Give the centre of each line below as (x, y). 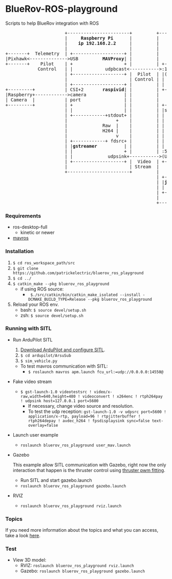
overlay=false (43, 425)
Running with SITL (29, 329)
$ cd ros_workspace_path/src (44, 263)
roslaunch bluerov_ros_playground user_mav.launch (76, 445)
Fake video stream (32, 382)
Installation (20, 251)
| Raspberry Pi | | (112, 38)
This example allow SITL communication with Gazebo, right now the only (89, 465)
